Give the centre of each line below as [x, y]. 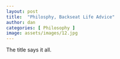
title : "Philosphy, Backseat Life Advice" [61, 17]
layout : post [22, 11]
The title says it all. [29, 50]
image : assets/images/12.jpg [42, 33]
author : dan [21, 22]
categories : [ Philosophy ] [41, 28]
